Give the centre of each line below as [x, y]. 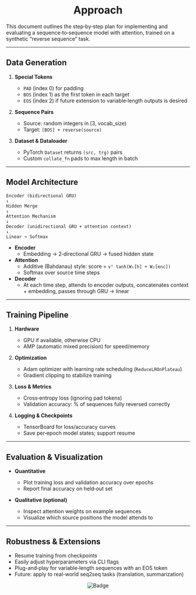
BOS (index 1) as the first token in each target [76, 94]
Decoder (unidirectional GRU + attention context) [69, 226]
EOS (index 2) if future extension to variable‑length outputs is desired [105, 101]
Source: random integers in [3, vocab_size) [75, 123]
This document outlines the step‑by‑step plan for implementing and [87, 26]
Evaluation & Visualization [55, 457]
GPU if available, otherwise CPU [62, 341]
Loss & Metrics [33, 387]
